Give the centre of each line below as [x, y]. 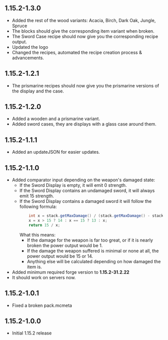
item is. [34, 267]
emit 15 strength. [37, 196]
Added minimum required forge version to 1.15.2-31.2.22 [71, 272]
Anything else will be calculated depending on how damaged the [94, 261]
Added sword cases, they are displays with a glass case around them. [84, 124]
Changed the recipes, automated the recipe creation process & [77, 52]
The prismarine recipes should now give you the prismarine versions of [86, 85]
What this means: [37, 235]
